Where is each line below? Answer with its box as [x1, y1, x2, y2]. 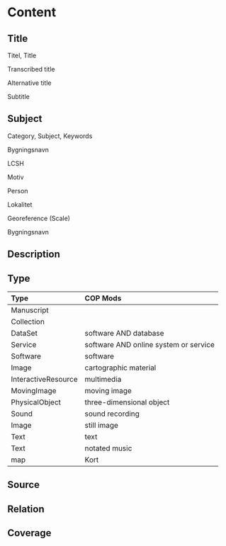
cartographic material [84, 363, 157, 372]
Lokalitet [7, 200, 33, 209]
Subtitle [7, 93, 30, 101]
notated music [84, 443, 132, 453]
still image [84, 421, 119, 431]
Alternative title [7, 79, 52, 87]
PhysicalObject [11, 397, 62, 407]
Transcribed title [7, 65, 55, 73]
